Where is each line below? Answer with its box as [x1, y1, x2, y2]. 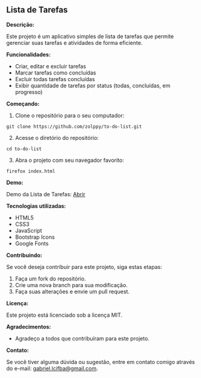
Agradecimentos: [6, 323, 51, 330]
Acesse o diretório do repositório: [15, 134, 99, 141]
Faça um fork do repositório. [15, 275, 87, 282]
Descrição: [6, 21, 35, 28]
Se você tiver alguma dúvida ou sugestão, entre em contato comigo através [6, 358, 195, 365]
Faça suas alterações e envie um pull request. [15, 288, 130, 295]
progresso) [15, 88, 43, 96]
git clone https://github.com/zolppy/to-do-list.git [6, 124, 142, 130]
